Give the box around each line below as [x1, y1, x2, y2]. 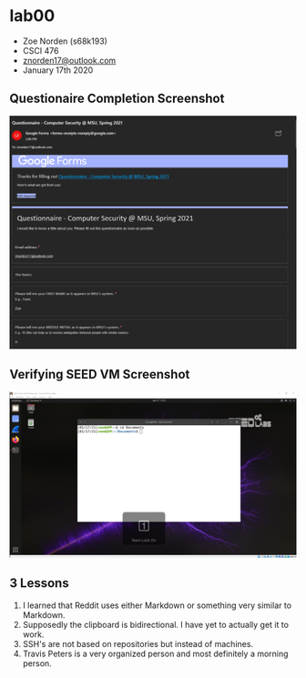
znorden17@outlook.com [22, 55, 117, 66]
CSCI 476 [22, 45, 59, 56]
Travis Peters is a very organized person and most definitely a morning [22, 648, 289, 659]
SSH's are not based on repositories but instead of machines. [22, 638, 253, 649]
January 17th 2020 [22, 65, 94, 76]
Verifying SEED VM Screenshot [9, 367, 190, 382]
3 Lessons [9, 575, 70, 592]
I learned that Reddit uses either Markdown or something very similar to [22, 600, 292, 611]
